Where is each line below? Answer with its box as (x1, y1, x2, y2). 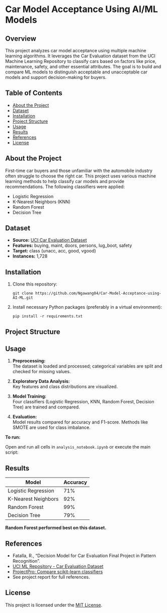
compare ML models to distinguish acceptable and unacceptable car (5, 69, 147, 75)
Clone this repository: (12, 281, 57, 287)
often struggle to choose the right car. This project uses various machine (5, 172, 156, 179)
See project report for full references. (12, 574, 91, 580)
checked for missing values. (12, 369, 71, 375)
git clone (12, 291, 34, 296)
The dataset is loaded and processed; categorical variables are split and (12, 363, 162, 369)
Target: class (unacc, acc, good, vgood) (12, 248, 97, 254)
